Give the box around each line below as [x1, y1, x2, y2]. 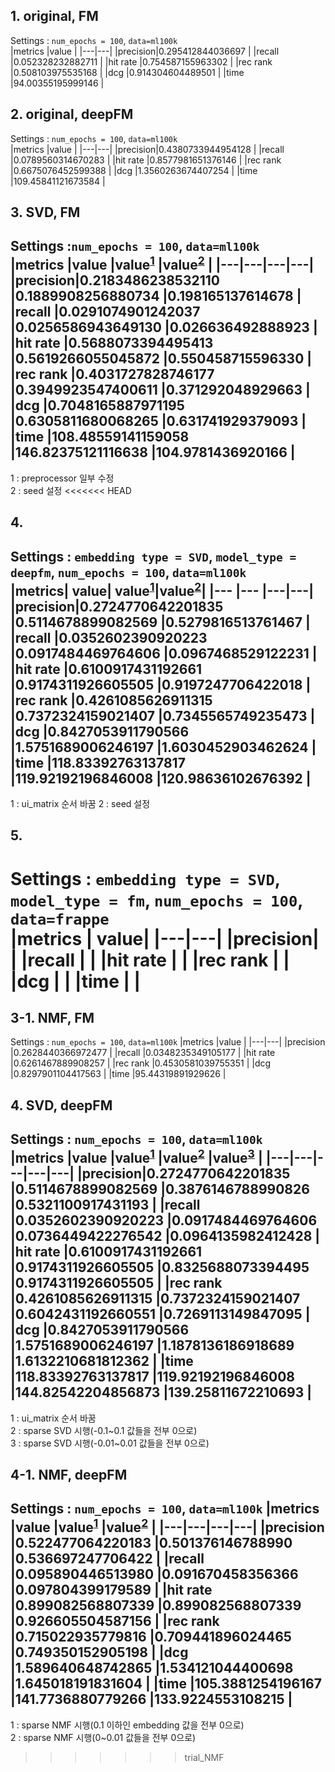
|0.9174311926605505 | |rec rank [10, 1275, 223, 1292]
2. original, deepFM [10, 106, 134, 123]
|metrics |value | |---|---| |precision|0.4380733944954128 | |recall [10, 143, 285, 155]
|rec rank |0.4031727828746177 [10, 366, 215, 383]
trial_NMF [184, 1751, 225, 1763]
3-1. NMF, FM [10, 1010, 95, 1026]
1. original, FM [10, 8, 99, 25]
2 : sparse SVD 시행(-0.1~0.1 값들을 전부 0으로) [10, 1424, 198, 1436]
